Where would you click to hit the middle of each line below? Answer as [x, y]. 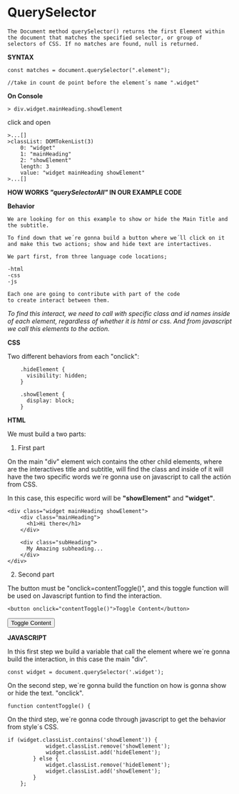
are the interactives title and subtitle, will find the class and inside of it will [116, 469]
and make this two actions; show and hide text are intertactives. [110, 244]
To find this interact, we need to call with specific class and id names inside [119, 313]
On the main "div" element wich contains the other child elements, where [115, 462]
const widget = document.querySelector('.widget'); [86, 672]
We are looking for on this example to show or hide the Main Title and [118, 219]
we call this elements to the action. [59, 328]
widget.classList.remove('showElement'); [108, 746]
